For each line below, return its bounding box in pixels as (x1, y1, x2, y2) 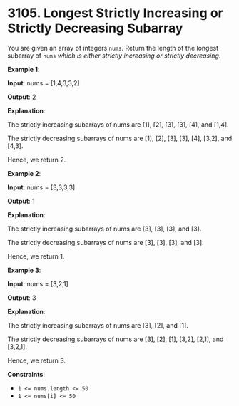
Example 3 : (7, 266, 41, 274)
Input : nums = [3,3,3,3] (7, 183, 76, 192)
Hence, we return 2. (7, 155, 66, 164)
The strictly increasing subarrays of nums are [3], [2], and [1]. (7, 321, 189, 329)
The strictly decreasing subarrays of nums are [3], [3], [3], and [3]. (7, 238, 205, 246)
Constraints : (7, 370, 45, 378)
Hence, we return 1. (7, 251, 65, 261)
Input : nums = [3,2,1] (7, 279, 69, 288)
